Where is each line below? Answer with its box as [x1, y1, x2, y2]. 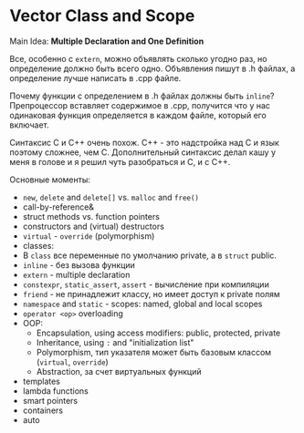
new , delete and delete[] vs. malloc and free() [22, 191, 199, 202]
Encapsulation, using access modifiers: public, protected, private [36, 327, 281, 338]
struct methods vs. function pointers [22, 211, 160, 222]
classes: [22, 240, 55, 251]
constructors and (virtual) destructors [22, 221, 164, 232]
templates [22, 376, 61, 387]
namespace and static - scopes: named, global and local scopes [22, 298, 263, 309]
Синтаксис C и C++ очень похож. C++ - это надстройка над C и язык [9, 137, 280, 148]
